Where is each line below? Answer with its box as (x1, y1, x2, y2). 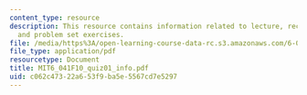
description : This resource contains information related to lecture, (9, 22, 284, 31)
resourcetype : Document (9, 55, 101, 64)
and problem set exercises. (17, 30, 125, 39)
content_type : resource (9, 13, 101, 23)
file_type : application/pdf (9, 47, 117, 56)
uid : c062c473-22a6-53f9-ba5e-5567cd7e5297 (9, 72, 178, 81)
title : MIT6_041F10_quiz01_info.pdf (9, 64, 149, 73)
